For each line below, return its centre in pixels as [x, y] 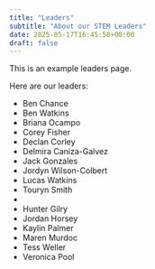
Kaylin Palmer [48, 228]
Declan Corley [49, 142]
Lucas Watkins [50, 181]
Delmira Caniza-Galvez [65, 152]
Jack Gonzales [50, 161]
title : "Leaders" [42, 18]
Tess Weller [44, 247]
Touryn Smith [47, 190]
